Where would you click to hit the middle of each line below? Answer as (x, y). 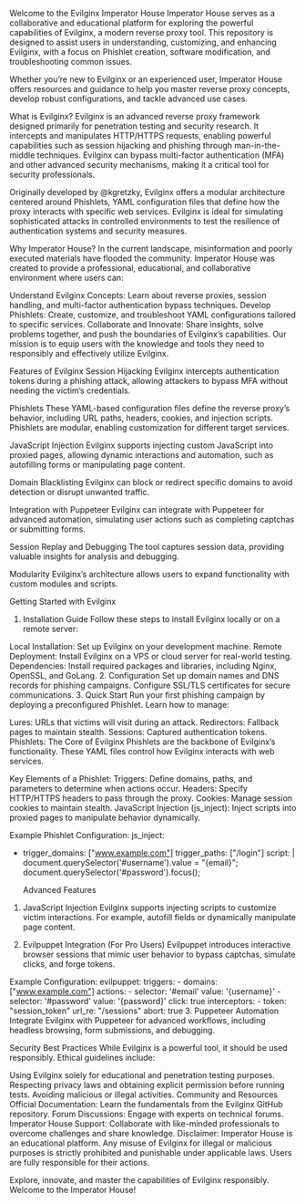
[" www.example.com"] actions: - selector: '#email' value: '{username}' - (145, 991)
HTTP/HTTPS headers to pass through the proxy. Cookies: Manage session (151, 798)
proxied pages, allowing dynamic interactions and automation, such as (142, 455)
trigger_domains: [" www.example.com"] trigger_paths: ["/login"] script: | (159, 853)
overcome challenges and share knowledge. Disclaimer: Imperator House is (151, 1133)
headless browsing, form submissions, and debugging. (112, 1030)
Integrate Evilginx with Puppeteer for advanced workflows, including (137, 1020)
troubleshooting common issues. (71, 62)
